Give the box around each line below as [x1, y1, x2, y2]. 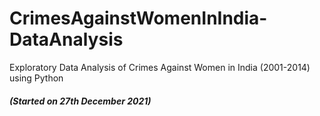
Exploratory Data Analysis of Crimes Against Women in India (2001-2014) [9, 61, 311, 73]
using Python [9, 72, 64, 84]
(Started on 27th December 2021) [9, 95, 152, 107]
